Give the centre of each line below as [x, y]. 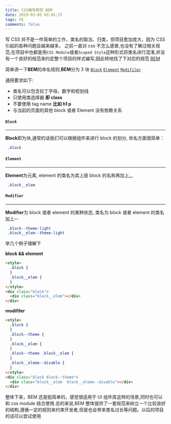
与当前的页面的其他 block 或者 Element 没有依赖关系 [67, 110]
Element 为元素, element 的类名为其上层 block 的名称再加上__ [69, 175]
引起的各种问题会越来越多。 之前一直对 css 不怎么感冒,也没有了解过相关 [81, 46]
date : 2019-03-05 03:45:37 [34, 15]
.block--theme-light [29, 228]
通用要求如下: [20, 80]
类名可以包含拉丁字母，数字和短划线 [51, 91]
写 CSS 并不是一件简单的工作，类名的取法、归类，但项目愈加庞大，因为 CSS [85, 39]
